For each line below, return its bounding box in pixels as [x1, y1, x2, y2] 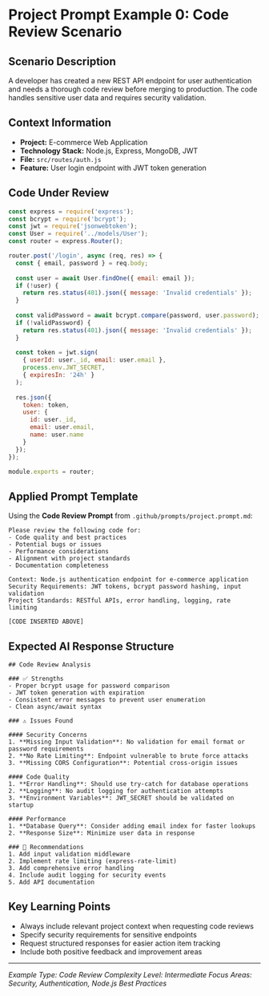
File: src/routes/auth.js [19, 154, 102, 164]
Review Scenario [8, 22, 122, 41]
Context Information [8, 116, 112, 130]
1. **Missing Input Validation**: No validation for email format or [8, 738, 246, 746]
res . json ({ [15, 393, 52, 402]
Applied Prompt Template [8, 489, 139, 503]
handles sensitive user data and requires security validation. [8, 93, 207, 102]
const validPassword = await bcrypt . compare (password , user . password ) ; [15, 311, 260, 319]
